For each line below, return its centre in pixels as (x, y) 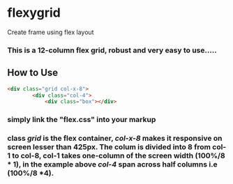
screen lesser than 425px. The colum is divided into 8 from (109, 147)
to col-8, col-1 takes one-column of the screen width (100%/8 (118, 156)
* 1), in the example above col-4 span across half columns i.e (112, 164)
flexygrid (34, 13)
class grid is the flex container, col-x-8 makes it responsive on (115, 139)
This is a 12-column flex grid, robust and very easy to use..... (112, 50)
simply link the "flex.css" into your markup (82, 120)
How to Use (33, 73)
